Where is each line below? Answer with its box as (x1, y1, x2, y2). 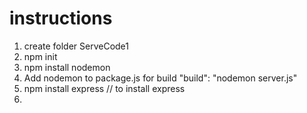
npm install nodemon (23, 61, 111, 73)
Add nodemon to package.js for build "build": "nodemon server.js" (23, 72, 298, 84)
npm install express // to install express (23, 82, 186, 94)
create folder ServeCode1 (23, 40, 130, 52)
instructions (9, 7, 113, 30)
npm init (23, 50, 58, 62)
